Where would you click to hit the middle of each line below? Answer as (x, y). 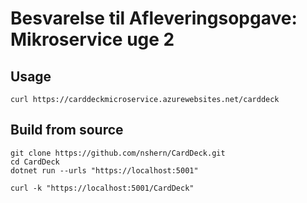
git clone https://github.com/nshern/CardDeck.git (118, 153)
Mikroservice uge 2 (92, 39)
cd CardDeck (35, 162)
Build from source (67, 130)
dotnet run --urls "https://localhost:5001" (104, 170)
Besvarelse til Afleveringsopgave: (154, 18)
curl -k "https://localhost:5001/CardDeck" (102, 188)
